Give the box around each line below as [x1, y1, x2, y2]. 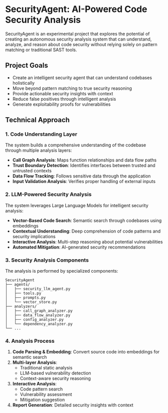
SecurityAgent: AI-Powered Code [5, 4, 147, 15]
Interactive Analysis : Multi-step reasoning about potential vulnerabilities [12, 239, 163, 245]
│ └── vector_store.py [5, 300, 57, 305]
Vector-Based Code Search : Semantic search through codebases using [12, 217, 162, 224]
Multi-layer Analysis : [12, 359, 58, 365]
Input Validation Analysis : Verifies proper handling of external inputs [12, 178, 156, 184]
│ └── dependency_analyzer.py [5, 322, 73, 327]
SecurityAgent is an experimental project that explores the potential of [5, 31, 150, 37]
